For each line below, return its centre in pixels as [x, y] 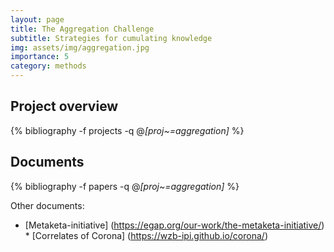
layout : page [37, 19]
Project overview [64, 106]
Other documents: [47, 205]
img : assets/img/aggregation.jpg [80, 47]
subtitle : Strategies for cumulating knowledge [111, 38]
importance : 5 [40, 57]
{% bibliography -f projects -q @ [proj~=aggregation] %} [127, 130]
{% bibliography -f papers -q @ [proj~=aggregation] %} [125, 186]
